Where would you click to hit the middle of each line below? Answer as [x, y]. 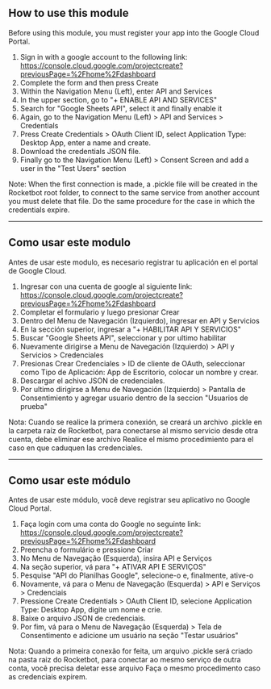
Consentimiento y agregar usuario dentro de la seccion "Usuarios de [134, 398]
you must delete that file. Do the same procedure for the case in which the [132, 201]
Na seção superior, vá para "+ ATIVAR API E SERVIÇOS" [113, 567]
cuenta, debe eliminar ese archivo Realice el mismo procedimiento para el [131, 439]
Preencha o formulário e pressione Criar [87, 550]
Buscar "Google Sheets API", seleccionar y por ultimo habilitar [123, 337]
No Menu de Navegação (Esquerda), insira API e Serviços [116, 558]
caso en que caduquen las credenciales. [76, 448]
